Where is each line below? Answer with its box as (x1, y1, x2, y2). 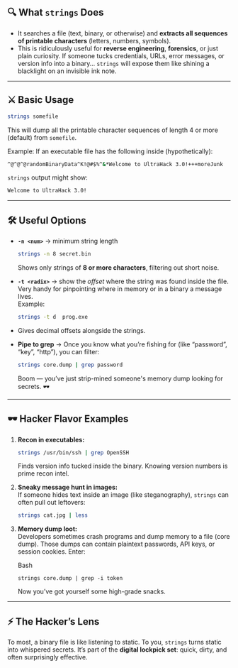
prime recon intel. (17, 469, 69, 478)
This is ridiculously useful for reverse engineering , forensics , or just (17, 44, 218, 53)
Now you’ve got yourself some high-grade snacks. (17, 587, 166, 596)
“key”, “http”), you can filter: (17, 347, 100, 356)
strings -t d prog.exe (17, 313, 89, 320)
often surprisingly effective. (7, 653, 88, 662)
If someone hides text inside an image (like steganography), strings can (17, 491, 229, 499)
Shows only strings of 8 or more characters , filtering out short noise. (17, 263, 220, 272)
